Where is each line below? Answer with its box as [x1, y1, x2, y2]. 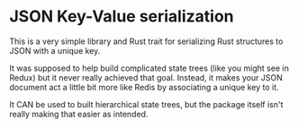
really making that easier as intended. [9, 108, 149, 119]
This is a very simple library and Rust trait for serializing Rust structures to [9, 36, 284, 47]
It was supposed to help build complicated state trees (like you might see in [9, 63, 290, 73]
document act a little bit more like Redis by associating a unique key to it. [9, 81, 279, 92]
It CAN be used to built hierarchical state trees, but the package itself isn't [9, 98, 284, 109]
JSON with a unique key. [9, 45, 101, 55]
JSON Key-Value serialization [9, 6, 234, 27]
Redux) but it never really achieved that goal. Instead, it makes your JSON [9, 72, 284, 82]
